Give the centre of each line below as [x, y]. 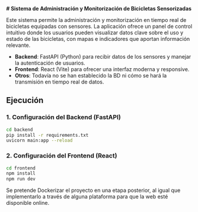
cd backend [20, 130]
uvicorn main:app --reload [39, 141]
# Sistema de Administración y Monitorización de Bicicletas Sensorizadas [99, 9]
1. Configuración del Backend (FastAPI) [64, 117]
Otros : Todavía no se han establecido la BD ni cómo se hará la [91, 76]
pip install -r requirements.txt [47, 135]
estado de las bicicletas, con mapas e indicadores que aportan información [98, 39]
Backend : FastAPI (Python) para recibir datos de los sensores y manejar [103, 57]
